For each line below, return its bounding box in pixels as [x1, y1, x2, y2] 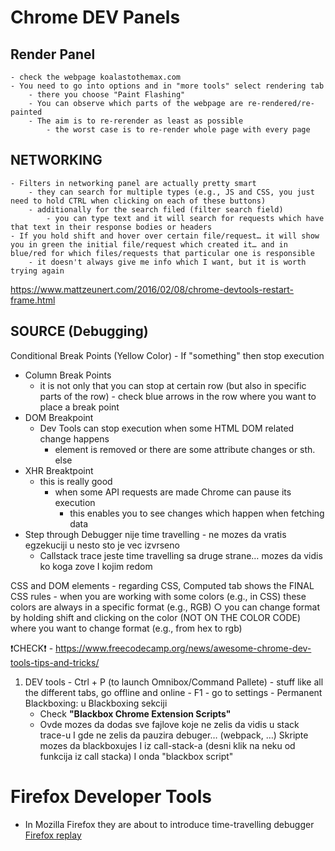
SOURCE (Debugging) [10, 323, 149, 340]
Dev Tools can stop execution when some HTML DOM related [39, 422, 295, 434]
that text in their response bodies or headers [10, 222, 213, 232]
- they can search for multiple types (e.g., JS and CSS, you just [28, 187, 315, 197]
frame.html [10, 294, 56, 306]
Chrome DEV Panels [10, 6, 181, 29]
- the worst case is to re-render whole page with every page [46, 125, 311, 135]
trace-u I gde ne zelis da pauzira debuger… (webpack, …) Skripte [39, 729, 309, 741]
